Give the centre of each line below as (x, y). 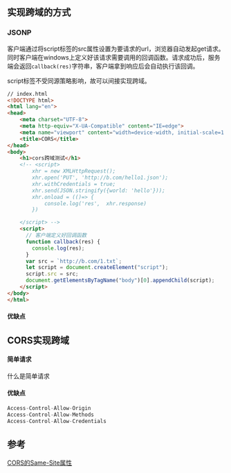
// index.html (28, 94)
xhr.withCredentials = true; (74, 184)
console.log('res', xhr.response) (95, 203)
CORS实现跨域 (38, 340)
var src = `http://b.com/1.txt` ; (74, 261)
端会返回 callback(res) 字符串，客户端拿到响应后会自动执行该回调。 (103, 66)
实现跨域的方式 (39, 12)
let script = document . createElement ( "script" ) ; (97, 268)
